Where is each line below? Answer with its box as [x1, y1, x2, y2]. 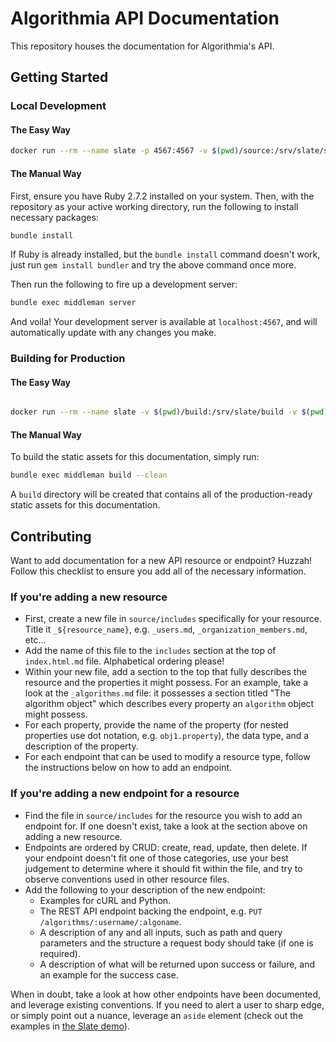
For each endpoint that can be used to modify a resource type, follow [24, 751, 311, 763]
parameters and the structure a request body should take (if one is [39, 937, 314, 949]
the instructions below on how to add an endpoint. [24, 762, 233, 774]
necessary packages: [10, 211, 99, 223]
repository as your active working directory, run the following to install [10, 200, 299, 212]
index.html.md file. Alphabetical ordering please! [24, 655, 225, 667]
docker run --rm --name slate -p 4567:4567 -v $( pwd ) [10, 146, 240, 156]
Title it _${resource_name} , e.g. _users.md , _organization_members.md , [24, 623, 308, 636]
